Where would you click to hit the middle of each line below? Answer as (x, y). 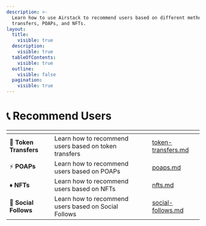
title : (20, 35)
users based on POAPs (87, 171)
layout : (16, 29)
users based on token (86, 146)
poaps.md (167, 167)
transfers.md (170, 150)
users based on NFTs (85, 189)
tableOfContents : (34, 57)
